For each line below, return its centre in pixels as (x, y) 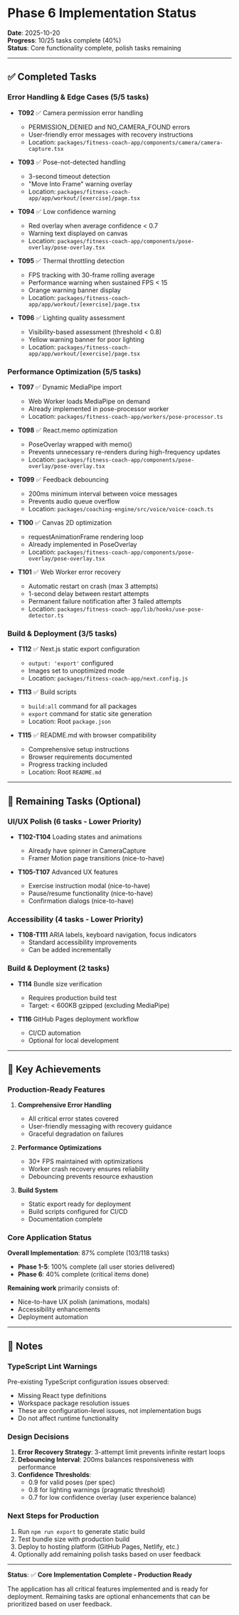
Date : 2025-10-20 (34, 33)
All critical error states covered (73, 1119)
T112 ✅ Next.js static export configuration (79, 649)
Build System (38, 1190)
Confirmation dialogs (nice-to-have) (81, 900)
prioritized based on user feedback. (60, 1604)
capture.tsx (46, 149)
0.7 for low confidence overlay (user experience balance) (112, 1498)
